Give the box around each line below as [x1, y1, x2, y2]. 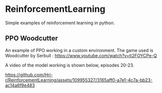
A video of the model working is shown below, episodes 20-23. [5, 62, 135, 68]
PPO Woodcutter [5, 34, 58, 43]
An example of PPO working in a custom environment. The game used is [5, 47, 154, 53]
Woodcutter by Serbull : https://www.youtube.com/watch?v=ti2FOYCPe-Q [5, 52, 158, 58]
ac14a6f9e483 [5, 82, 35, 88]
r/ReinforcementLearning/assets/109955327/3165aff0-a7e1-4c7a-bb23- [5, 77, 153, 83]
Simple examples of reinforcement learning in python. [5, 20, 115, 26]
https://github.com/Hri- [5, 72, 53, 78]
